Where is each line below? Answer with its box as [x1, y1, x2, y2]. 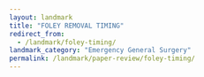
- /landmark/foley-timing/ [17, 37, 117, 47]
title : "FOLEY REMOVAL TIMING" [9, 21, 125, 30]
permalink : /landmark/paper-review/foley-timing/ [9, 54, 196, 63]
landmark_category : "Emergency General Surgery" [9, 46, 192, 55]
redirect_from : [9, 29, 65, 38]
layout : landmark [9, 12, 73, 22]
